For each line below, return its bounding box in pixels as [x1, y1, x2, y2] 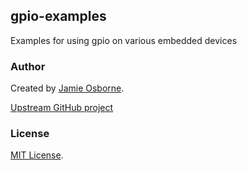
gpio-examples [10, 8, 107, 25]
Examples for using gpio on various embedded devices [10, 34, 238, 46]
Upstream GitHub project [10, 102, 114, 114]
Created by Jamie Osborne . [10, 82, 125, 94]
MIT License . [10, 149, 64, 161]
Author [10, 59, 46, 73]
